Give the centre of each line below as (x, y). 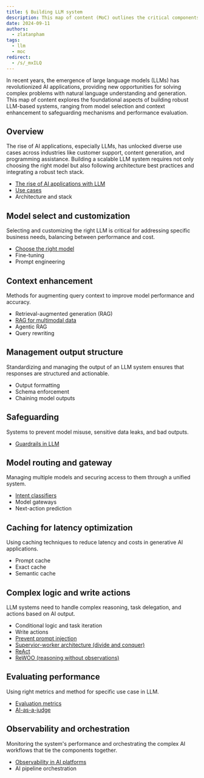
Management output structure (65, 353)
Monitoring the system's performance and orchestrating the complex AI (96, 743)
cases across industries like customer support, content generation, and (95, 153)
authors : (17, 29)
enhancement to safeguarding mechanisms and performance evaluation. (97, 113)
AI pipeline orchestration (46, 768)
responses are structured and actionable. (58, 373)
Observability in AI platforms (51, 762)
